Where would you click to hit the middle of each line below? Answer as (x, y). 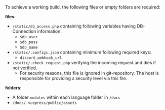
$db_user (29, 37)
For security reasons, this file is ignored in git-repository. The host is (89, 73)
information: (49, 31)
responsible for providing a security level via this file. (73, 78)
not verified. (24, 68)
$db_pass (29, 42)
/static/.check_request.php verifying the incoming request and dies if (84, 63)
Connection (24, 31)
